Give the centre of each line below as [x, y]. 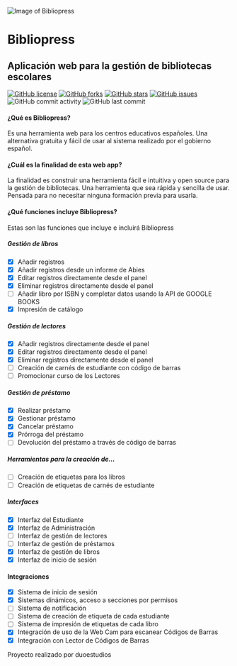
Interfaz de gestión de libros [59, 551]
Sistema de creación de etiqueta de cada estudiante [93, 616]
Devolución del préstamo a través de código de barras [97, 443]
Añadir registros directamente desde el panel [83, 343]
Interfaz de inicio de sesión [57, 560]
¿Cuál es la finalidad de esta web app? [65, 165]
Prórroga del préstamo [50, 434]
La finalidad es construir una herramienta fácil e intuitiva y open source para [118, 180]
